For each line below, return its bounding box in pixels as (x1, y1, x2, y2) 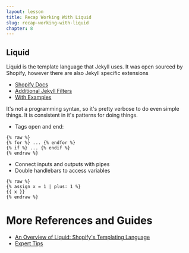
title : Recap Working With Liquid (6, 14, 92, 20)
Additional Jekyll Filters (14, 88, 73, 95)
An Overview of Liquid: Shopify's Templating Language (14, 233, 150, 240)
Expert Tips (14, 240, 43, 247)
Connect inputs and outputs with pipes (14, 161, 110, 168)
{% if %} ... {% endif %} (6, 145, 70, 151)
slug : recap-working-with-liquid (6, 20, 89, 26)
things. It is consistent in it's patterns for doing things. (6, 111, 138, 119)
